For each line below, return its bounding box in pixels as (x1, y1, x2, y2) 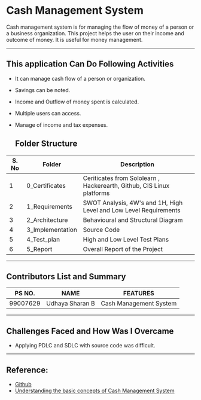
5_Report (26, 245, 53, 253)
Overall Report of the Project (83, 245, 163, 253)
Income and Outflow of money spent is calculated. (14, 98, 139, 105)
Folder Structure (14, 139, 78, 149)
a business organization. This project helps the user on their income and (6, 29, 184, 36)
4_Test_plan (26, 235, 60, 243)
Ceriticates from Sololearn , (83, 174, 160, 182)
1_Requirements (26, 202, 73, 210)
